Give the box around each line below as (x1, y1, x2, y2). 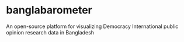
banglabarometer (6, 3, 92, 17)
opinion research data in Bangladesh (6, 29, 95, 36)
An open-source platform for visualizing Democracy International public (6, 23, 179, 30)
